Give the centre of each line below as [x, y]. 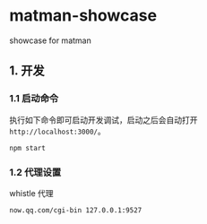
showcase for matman [50, 40]
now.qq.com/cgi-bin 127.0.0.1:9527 [76, 210]
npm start [28, 148]
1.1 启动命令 [34, 99]
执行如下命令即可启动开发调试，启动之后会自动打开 [103, 120]
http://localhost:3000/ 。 [57, 131]
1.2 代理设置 [35, 172]
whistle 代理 [31, 193]
